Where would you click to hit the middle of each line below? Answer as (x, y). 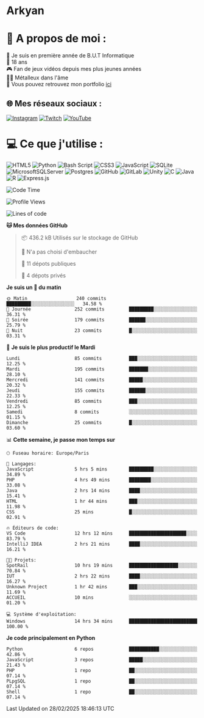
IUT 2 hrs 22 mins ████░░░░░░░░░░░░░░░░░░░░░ (102, 576)
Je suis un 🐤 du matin (34, 287)
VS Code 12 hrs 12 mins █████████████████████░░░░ (102, 533)
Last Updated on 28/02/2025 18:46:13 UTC (60, 708)
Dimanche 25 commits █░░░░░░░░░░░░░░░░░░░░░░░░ (102, 422)
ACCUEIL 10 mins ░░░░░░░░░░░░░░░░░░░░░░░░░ (102, 597)
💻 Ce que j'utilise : (55, 144)
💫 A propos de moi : (56, 39)
